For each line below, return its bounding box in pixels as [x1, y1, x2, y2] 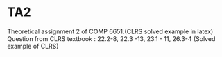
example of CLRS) [7, 42, 59, 50]
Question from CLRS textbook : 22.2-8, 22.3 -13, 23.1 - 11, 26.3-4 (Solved [7, 34, 216, 42]
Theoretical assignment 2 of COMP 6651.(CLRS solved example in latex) [7, 27, 214, 35]
